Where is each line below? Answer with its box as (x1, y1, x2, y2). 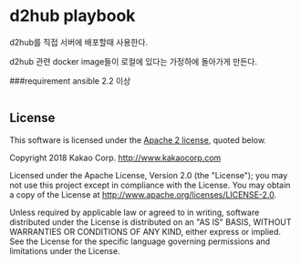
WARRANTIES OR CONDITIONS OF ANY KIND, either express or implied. (9, 226, 281, 237)
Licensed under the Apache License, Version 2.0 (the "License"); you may (9, 169, 288, 180)
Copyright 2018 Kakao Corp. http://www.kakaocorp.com (9, 152, 222, 163)
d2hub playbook (9, 5, 136, 26)
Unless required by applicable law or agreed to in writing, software (9, 207, 260, 218)
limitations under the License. (9, 245, 120, 256)
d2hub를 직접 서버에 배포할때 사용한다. (9, 36, 149, 47)
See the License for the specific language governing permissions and (9, 236, 271, 247)
